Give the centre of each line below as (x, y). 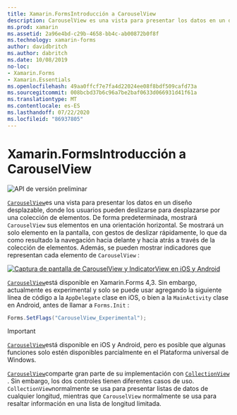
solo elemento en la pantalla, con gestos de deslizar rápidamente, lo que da (117, 232)
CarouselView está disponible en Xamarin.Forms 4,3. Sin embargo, (102, 282)
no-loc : (19, 66)
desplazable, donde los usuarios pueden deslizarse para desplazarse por (114, 210)
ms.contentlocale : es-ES (44, 106)
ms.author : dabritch (38, 54)
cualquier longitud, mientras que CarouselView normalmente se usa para (112, 396)
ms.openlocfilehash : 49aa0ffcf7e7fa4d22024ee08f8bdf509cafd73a (102, 86)
